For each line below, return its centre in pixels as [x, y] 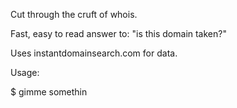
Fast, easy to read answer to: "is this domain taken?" [118, 33]
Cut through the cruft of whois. [74, 14]
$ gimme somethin [49, 92]
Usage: [25, 72]
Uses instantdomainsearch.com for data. [94, 53]
